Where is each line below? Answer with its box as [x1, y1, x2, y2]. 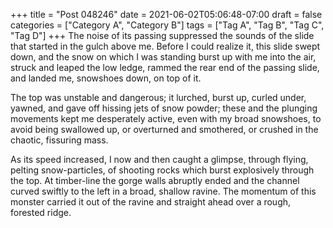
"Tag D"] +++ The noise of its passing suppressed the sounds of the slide [10, 30, 315, 41]
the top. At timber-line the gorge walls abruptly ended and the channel [10, 175, 300, 186]
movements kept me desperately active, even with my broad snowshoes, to [10, 113, 322, 124]
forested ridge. [10, 207, 72, 218]
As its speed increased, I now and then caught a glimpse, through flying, [10, 154, 309, 165]
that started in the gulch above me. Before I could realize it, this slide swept [10, 40, 321, 52]
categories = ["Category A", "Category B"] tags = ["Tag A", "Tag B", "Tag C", [10, 19, 325, 31]
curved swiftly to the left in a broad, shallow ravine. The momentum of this [10, 185, 317, 197]
